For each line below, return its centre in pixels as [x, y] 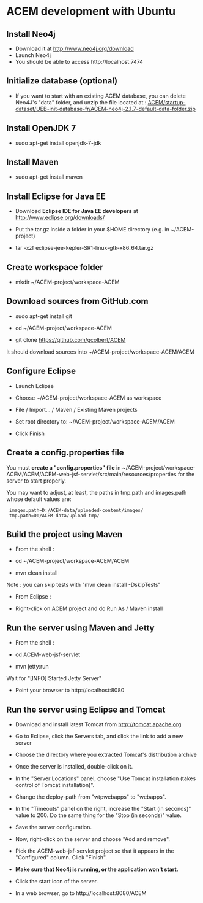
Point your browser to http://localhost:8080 [70, 690]
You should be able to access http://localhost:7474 [79, 62]
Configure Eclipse [41, 371]
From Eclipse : [33, 597]
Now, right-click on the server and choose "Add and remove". [92, 839]
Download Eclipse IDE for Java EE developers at [77, 211]
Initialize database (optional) [62, 81]
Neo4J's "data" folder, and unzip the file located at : [81, 102]
